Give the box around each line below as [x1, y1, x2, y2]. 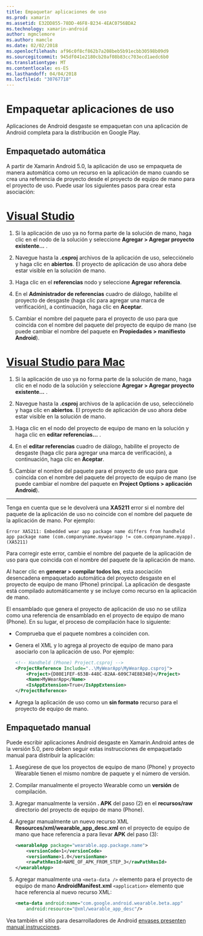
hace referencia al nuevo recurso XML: [14, 889, 112, 896]
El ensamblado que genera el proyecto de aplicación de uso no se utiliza [6, 605, 187, 612]
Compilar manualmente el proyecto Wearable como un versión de [14, 781, 179, 788]
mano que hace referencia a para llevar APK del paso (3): [14, 830, 159, 838]
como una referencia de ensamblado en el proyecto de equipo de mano [6, 612, 185, 619]
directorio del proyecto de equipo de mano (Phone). [14, 806, 144, 813]
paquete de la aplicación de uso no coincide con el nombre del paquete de [6, 510, 193, 517]
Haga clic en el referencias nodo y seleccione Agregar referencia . [14, 278, 182, 286]
